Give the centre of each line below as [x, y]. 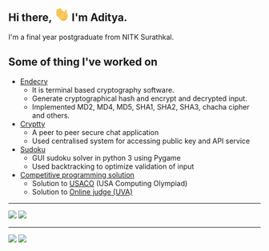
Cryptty [32, 124]
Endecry [34, 81]
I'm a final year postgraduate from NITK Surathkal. [91, 37]
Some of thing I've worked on [83, 62]
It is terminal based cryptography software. [103, 90]
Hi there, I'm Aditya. [68, 18]
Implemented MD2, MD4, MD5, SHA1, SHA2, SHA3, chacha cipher [141, 106]
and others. [51, 115]
